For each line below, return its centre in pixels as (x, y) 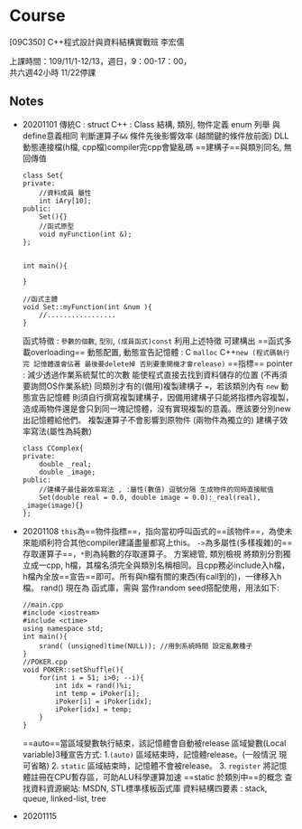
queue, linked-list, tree (64, 798)
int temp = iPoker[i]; (98, 693)
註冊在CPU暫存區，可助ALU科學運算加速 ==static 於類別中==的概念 (156, 777)
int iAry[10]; (65, 201)
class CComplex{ (53, 448)
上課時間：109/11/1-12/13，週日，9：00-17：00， (101, 61)
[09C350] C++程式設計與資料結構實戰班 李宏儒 (97, 42)
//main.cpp (43, 605)
